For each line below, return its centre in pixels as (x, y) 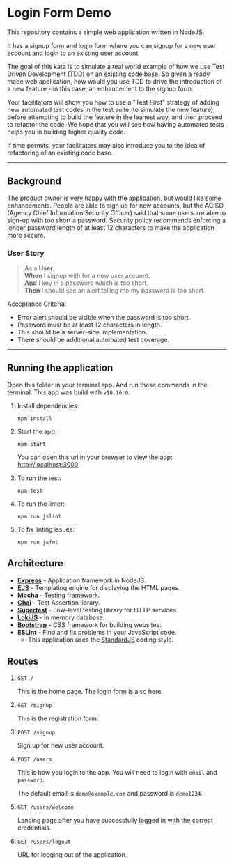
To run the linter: (41, 504)
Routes (23, 662)
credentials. (34, 828)
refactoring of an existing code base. (60, 153)
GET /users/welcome (46, 807)
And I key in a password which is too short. (86, 283)
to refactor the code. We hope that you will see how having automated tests (116, 124)
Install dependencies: (48, 405)
